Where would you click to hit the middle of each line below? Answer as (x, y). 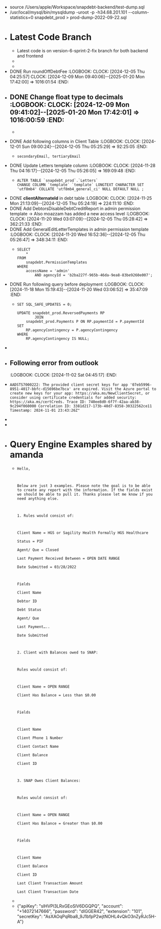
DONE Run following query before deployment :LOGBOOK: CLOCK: (77, 284)
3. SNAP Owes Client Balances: (49, 781)
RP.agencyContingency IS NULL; (58, 338)
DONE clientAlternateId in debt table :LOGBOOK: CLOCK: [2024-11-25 (81, 198)
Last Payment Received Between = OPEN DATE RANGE (69, 558)
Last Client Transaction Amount (50, 883)
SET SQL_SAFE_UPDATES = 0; (44, 304)
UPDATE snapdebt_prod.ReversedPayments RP (61, 313)
